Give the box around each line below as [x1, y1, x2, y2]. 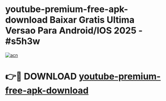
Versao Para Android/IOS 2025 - [5, 25, 143, 36]
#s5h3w [5, 36, 40, 47]
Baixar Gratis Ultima [49, 14, 135, 26]
